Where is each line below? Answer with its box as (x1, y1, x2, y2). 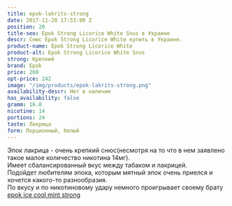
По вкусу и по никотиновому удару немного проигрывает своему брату (7, 183, 224, 192)
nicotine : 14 (7, 108, 45, 115)
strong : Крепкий (7, 56, 55, 63)
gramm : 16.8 (7, 101, 42, 108)
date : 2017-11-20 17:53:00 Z (7, 17, 92, 24)
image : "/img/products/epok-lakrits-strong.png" (7, 82, 152, 89)
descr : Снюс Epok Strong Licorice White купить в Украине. (7, 36, 183, 43)
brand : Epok (7, 62, 42, 69)
